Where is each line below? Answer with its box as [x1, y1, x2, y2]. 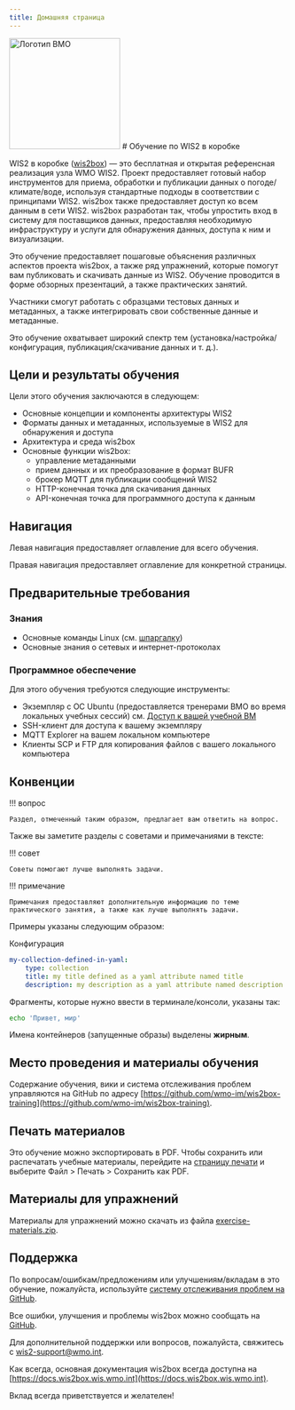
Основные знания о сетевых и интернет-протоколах [21, 641, 221, 652]
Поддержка [9, 1250, 78, 1266]
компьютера [21, 748, 71, 760]
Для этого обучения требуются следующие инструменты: [9, 684, 230, 695]
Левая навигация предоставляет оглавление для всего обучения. [9, 543, 259, 554]
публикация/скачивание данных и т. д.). [66, 341, 219, 352]
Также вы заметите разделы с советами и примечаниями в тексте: [9, 831, 264, 841]
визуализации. [9, 233, 65, 244]
